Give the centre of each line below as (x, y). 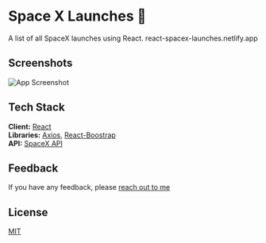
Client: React (30, 126)
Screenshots (40, 63)
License (28, 212)
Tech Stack (37, 108)
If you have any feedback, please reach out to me (89, 187)
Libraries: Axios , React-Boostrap (62, 135)
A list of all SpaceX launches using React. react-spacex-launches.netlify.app (133, 38)
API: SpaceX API (36, 143)
